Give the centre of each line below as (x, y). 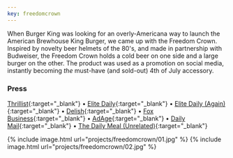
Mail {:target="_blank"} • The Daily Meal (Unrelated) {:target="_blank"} (107, 125)
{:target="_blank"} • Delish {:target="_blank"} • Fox (81, 111)
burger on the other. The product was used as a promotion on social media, (116, 63)
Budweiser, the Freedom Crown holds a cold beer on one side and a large (113, 56)
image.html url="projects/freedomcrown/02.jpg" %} (82, 146)
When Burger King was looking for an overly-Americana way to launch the (114, 33)
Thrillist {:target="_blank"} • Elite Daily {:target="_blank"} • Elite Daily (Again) (116, 103)
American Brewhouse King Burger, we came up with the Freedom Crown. (112, 41)
